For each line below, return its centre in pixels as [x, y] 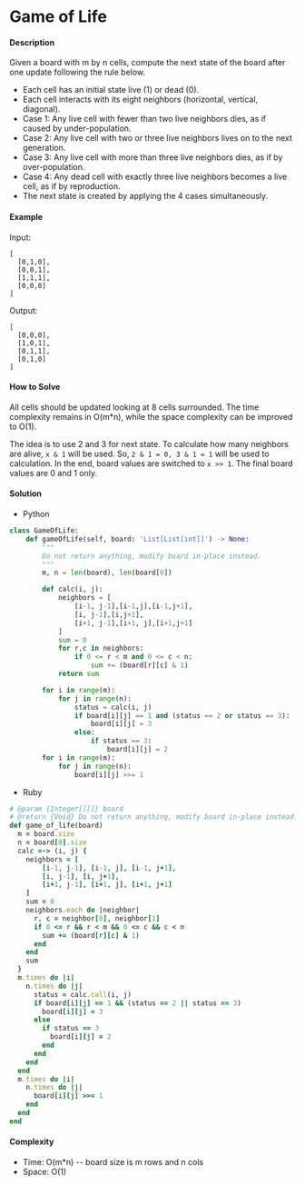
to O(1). [23, 426]
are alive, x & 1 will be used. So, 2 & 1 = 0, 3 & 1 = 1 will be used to [139, 453]
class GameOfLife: [44, 531]
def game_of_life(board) [56, 826]
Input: [20, 237]
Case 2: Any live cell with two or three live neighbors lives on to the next [157, 138]
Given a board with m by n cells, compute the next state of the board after [148, 63]
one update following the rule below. [78, 72]
